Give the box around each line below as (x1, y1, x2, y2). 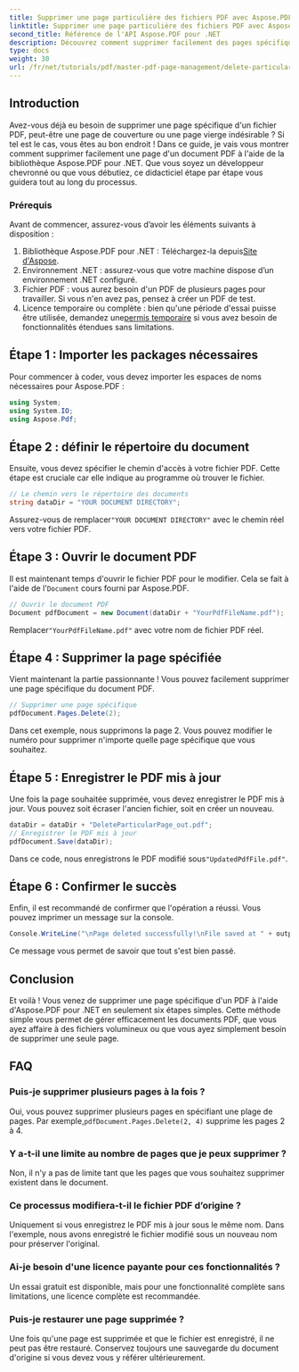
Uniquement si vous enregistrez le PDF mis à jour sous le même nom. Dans (9, 1219, 285, 1230)
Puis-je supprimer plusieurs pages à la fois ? (9, 1085, 206, 1098)
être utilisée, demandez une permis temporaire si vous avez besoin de (21, 312, 278, 322)
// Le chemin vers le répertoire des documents (9, 490, 190, 499)
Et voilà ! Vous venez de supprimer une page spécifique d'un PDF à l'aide (9, 995, 279, 1006)
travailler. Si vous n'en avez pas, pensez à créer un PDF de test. (21, 293, 256, 304)
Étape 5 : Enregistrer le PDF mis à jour (9, 769, 222, 786)
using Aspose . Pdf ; (9, 414, 77, 424)
